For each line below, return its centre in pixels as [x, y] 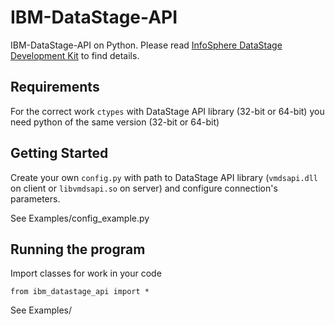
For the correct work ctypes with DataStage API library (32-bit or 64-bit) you [167, 111]
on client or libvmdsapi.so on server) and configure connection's [144, 188]
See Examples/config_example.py [80, 218]
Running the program [78, 249]
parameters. [35, 198]
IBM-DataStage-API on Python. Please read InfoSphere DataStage [146, 45]
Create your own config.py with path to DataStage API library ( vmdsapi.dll [164, 177]
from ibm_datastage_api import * [80, 292]
